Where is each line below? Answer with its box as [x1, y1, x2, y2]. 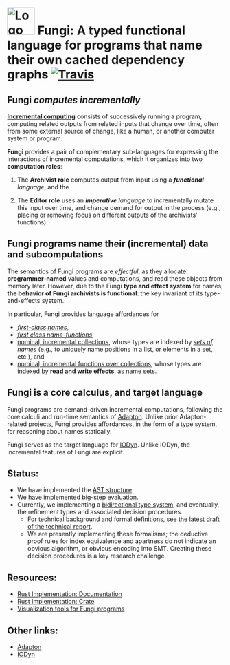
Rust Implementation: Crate [16, 598, 95, 606]
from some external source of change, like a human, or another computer [7, 127, 215, 135]
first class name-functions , [16, 330, 94, 339]
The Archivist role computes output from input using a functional [16, 176, 205, 184]
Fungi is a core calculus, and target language [7, 387, 203, 399]
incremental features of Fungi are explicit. [7, 447, 125, 456]
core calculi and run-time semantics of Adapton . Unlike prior [7, 412, 179, 421]
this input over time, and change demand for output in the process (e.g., [16, 204, 221, 211]
